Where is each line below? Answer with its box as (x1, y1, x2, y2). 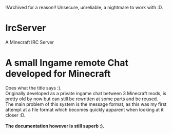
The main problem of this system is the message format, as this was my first (5, 101, 167, 107)
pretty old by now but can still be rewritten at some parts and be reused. (5, 96, 158, 102)
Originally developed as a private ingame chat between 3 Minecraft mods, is (5, 90, 167, 96)
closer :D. (5, 112, 26, 118)
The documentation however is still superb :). (5, 123, 105, 129)
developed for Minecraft (5, 68, 111, 80)
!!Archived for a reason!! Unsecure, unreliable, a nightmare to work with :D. (5, 5, 163, 10)
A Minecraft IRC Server (5, 39, 54, 45)
